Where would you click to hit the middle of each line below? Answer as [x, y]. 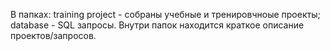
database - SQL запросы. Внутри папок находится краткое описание [157, 25]
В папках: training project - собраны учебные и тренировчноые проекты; [165, 14]
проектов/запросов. [53, 35]
